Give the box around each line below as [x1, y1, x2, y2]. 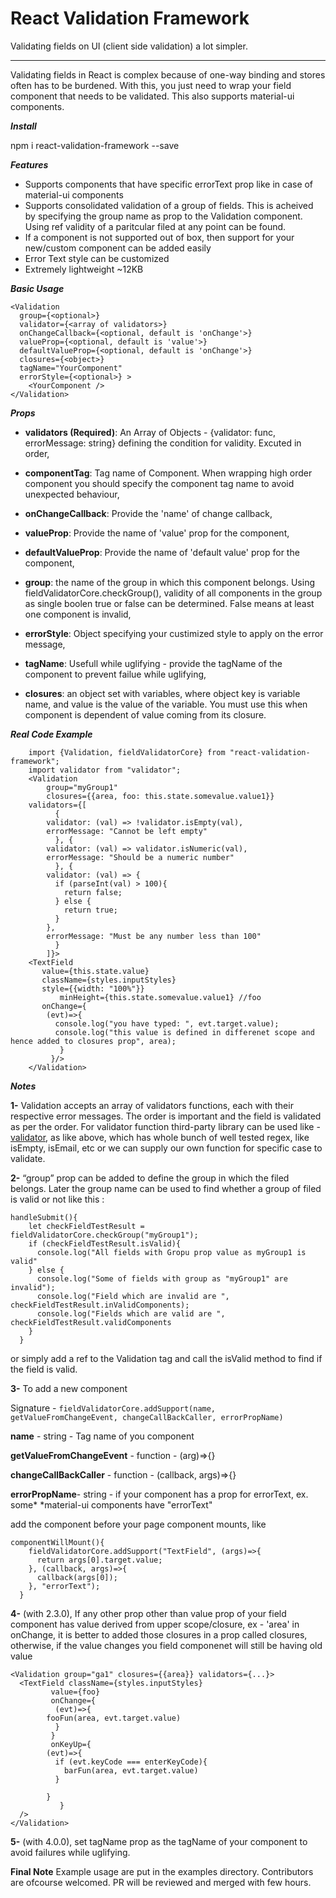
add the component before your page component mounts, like [10, 1518, 267, 1530]
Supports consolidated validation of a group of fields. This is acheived [24, 199, 314, 211]
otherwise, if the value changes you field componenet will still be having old [10, 1639, 323, 1651]
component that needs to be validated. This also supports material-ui [10, 90, 295, 102]
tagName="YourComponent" [19, 363, 123, 373]
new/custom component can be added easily [24, 242, 212, 254]
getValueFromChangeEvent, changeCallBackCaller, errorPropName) [10, 1412, 284, 1422]
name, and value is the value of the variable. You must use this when [24, 698, 308, 710]
